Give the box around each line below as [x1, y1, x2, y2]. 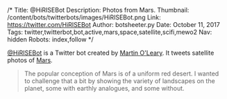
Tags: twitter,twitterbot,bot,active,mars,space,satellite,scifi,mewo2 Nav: [7, 28, 212, 36]
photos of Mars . [7, 56, 53, 64]
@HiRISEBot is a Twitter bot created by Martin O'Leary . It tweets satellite [7, 48, 215, 57]
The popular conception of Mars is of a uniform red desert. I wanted [24, 69, 219, 78]
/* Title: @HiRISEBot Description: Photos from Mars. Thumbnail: [7, 6, 190, 14]
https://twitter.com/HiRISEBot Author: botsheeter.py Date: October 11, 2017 [7, 21, 220, 28]
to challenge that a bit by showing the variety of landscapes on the [24, 77, 215, 85]
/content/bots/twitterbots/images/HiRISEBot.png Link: [7, 13, 161, 21]
